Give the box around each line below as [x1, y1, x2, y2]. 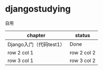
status [75, 32, 90, 38]
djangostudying [5, 3, 71, 15]
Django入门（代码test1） [7, 41, 65, 48]
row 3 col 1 [7, 57, 34, 64]
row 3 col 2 [69, 57, 96, 64]
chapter [26, 32, 46, 38]
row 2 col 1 [7, 49, 34, 56]
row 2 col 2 [69, 49, 96, 56]
